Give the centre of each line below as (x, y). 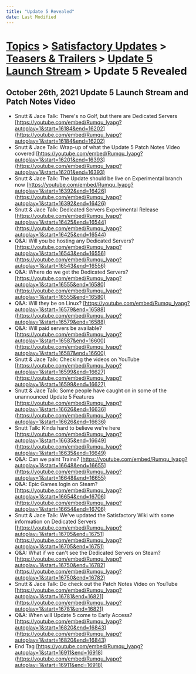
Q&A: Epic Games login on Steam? (56, 484)
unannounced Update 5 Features (54, 396)
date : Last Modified (31, 17)
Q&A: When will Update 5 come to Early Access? (73, 615)
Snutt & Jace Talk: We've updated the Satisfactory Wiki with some (94, 515)
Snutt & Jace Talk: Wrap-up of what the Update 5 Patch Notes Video (97, 147)
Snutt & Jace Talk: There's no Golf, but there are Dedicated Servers (96, 116)
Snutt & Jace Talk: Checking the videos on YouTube (77, 359)
